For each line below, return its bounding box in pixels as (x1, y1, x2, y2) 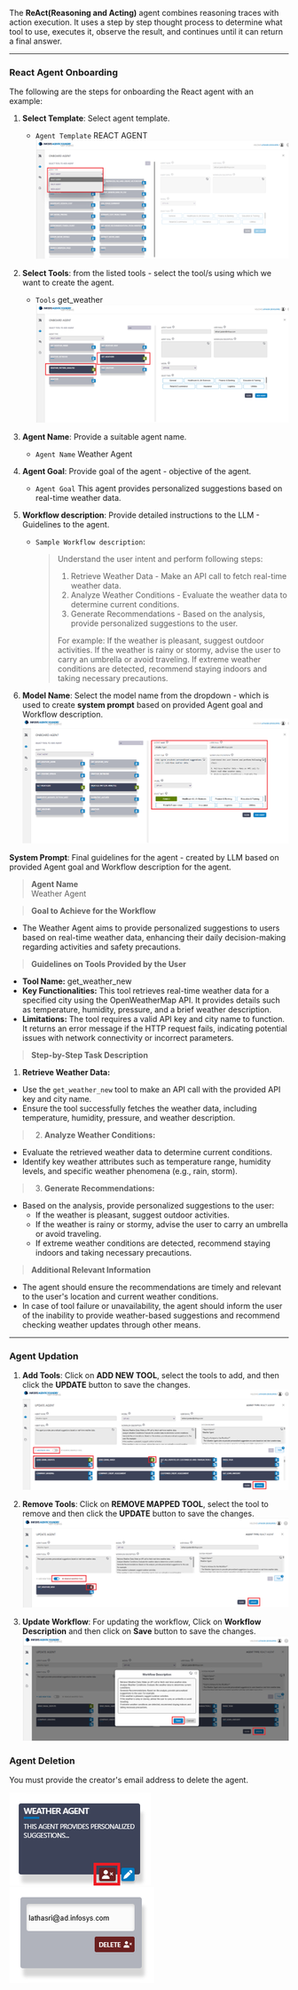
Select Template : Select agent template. (21, 113, 170, 123)
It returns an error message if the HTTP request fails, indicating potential (21, 1023, 287, 1034)
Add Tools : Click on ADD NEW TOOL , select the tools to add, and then (21, 1370, 279, 1381)
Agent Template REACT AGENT (35, 131, 148, 141)
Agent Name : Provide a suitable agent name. (21, 432, 187, 442)
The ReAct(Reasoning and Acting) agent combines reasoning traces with (9, 8, 279, 18)
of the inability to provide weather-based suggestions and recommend (21, 1310, 280, 1321)
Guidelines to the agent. (21, 519, 110, 530)
